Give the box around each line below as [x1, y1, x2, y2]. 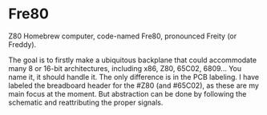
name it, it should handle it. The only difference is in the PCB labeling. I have [8, 72, 259, 81]
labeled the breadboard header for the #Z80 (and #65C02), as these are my [8, 81, 259, 90]
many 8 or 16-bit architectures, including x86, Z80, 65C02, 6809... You [8, 63, 242, 73]
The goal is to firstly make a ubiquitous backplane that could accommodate [8, 55, 257, 65]
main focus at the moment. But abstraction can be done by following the [8, 89, 247, 98]
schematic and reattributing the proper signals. [8, 97, 164, 107]
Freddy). [8, 39, 37, 49]
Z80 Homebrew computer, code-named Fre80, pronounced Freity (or [8, 31, 237, 41]
